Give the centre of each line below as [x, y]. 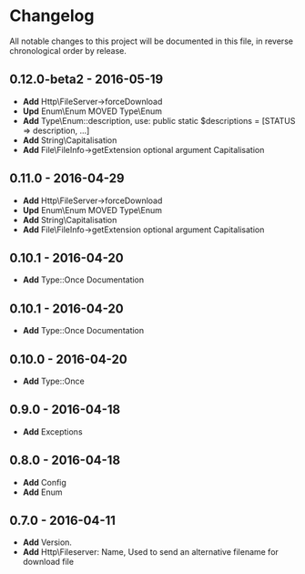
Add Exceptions [53, 431]
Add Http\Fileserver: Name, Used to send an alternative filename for [151, 552]
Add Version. [47, 542]
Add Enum [42, 492]
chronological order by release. [68, 50]
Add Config [44, 482]
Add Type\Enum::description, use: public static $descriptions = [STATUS [159, 120]
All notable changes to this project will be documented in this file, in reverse [152, 41]
